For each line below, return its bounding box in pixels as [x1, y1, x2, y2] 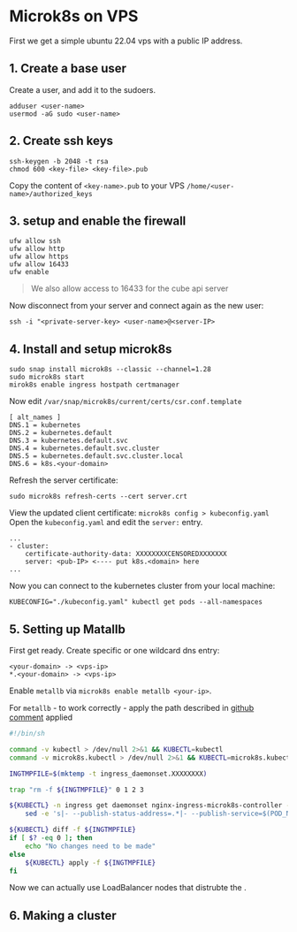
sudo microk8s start [9, 373, 86, 382]
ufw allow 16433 [9, 260, 69, 269]
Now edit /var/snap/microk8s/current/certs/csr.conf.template [9, 396, 242, 407]
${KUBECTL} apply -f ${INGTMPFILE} [25, 858, 156, 867]
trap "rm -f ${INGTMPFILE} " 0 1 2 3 [9, 785, 144, 794]
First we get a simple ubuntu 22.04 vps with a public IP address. [9, 35, 243, 46]
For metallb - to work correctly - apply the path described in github [9, 703, 255, 713]
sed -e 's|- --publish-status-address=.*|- [25, 809, 188, 819]
